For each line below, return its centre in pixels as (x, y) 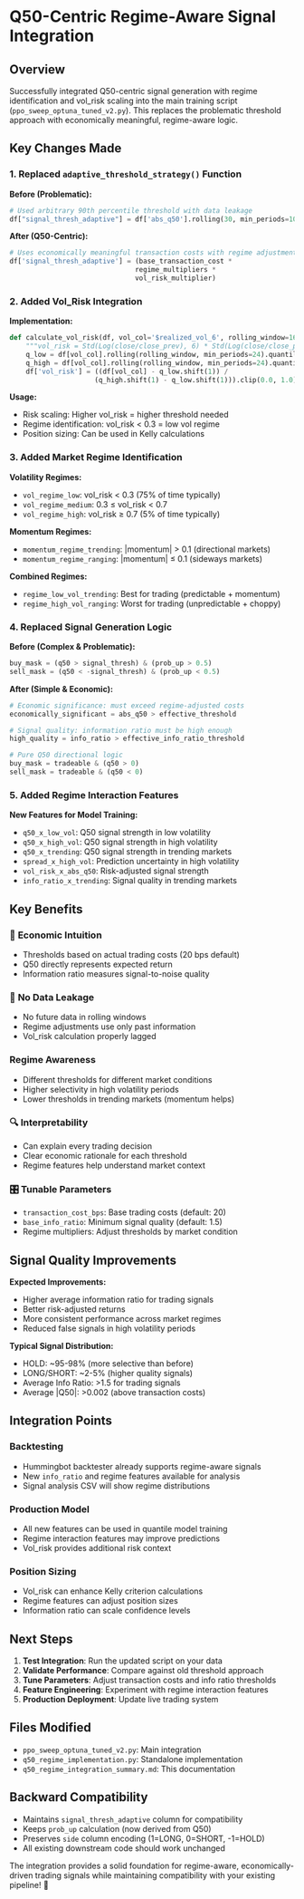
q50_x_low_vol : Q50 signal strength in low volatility (116, 833)
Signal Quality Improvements (93, 1260)
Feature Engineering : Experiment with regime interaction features (145, 1690)
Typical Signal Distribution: (62, 1345)
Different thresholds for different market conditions (117, 1079)
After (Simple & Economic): (61, 689)
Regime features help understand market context (114, 1165)
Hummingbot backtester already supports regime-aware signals (142, 1466)
